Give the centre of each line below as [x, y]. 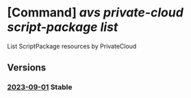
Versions [27, 68]
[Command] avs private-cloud [95, 13]
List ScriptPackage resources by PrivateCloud [72, 46]
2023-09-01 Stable [40, 87]
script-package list [63, 27]
